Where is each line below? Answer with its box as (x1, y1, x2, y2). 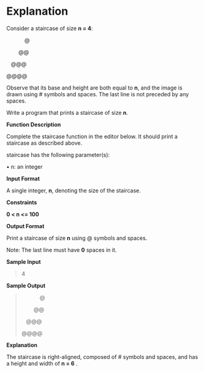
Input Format (6, 175, 40, 182)
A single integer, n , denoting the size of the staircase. (6, 186, 141, 194)
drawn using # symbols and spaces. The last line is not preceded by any (6, 90, 189, 98)
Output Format (6, 222, 45, 229)
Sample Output (6, 282, 46, 289)
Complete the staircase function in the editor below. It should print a (6, 133, 178, 140)
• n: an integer (6, 163, 43, 170)
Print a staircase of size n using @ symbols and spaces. (6, 234, 148, 242)
